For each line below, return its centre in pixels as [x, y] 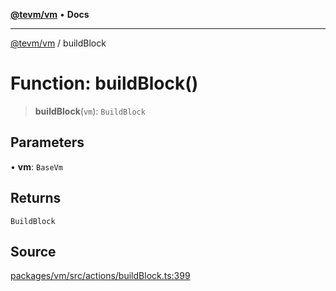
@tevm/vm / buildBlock [58, 43]
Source [33, 251]
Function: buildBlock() [104, 83]
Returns [36, 198]
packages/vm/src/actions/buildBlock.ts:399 [100, 276]
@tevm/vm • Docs [50, 14]
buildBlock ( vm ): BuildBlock [90, 111]
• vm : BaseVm [36, 166]
